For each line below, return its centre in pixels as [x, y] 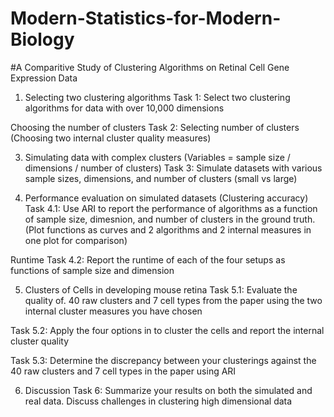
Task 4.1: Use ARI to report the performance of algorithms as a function [171, 208]
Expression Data [44, 78]
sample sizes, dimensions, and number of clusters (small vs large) [161, 178]
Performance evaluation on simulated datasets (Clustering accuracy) [166, 198]
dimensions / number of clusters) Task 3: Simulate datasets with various [173, 168]
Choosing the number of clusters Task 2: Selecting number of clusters [155, 127]
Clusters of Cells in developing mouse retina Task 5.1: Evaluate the [161, 289]
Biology [42, 39]
